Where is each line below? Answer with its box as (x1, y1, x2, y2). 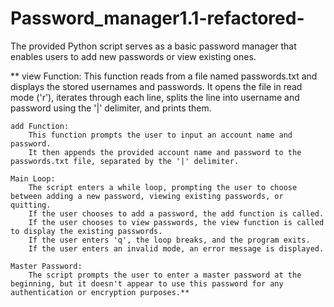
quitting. (10, 200, 52, 210)
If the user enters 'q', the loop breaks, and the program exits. (28, 235, 311, 245)
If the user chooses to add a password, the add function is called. (28, 208, 325, 219)
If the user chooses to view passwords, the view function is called (28, 217, 325, 227)
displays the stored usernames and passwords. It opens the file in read (10, 80, 303, 92)
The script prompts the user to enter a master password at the (28, 270, 302, 280)
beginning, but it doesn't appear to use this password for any (10, 278, 284, 289)
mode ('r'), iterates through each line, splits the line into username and (10, 91, 300, 103)
